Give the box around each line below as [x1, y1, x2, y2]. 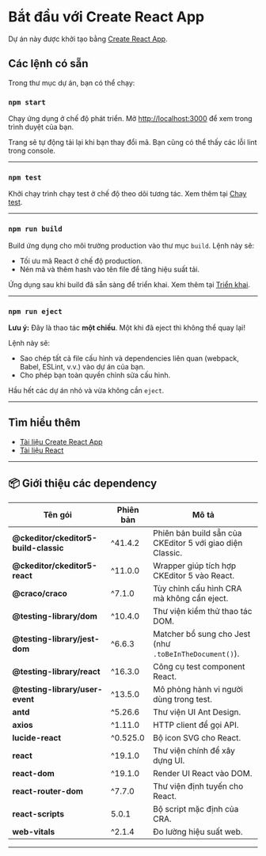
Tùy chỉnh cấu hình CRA [153, 582, 242, 593]
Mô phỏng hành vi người [153, 684, 244, 695]
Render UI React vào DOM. [153, 767, 253, 778]
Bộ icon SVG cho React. [153, 732, 241, 743]
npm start [8, 97, 46, 107]
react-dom [12, 767, 55, 778]
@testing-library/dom [12, 610, 97, 621]
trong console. [8, 146, 55, 156]
